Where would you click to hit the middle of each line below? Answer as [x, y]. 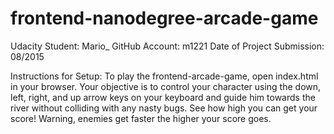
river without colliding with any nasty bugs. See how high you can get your [164, 108]
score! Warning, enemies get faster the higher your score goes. [141, 118]
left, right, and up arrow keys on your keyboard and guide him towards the [163, 97]
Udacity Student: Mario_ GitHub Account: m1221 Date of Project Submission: [167, 46]
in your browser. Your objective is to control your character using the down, [166, 86]
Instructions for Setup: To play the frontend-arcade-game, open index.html [164, 76]
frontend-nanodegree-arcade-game [164, 18]
